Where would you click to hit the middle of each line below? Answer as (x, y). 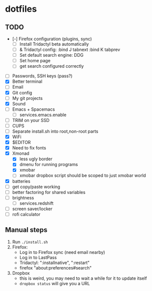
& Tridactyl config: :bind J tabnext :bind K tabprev (70, 49)
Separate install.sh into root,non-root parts (55, 131)
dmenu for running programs (49, 165)
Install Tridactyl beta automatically (54, 44)
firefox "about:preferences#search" (56, 267)
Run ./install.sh (30, 242)
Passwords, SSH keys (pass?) (42, 76)
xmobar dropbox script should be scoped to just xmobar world (83, 175)
